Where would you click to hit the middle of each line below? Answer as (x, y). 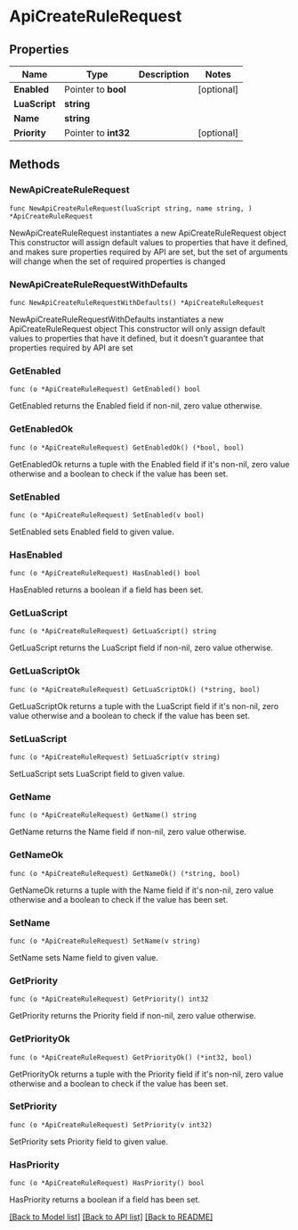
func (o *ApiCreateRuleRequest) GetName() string (103, 815)
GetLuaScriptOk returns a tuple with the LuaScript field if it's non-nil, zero (144, 706)
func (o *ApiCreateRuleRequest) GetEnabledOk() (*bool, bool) (127, 448)
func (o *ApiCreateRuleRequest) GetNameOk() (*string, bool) (125, 873)
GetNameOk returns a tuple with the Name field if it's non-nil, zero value (141, 890)
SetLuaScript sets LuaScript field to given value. (97, 774)
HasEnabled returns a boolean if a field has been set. (106, 590)
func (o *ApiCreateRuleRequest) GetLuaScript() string (113, 632)
